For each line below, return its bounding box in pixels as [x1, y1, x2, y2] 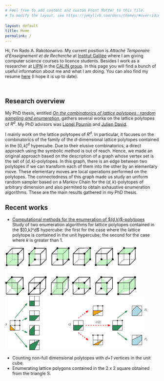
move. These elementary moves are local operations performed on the [5, 168, 147, 174]
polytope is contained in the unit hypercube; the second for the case [12, 232, 150, 238]
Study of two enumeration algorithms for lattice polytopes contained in [12, 221, 155, 227]
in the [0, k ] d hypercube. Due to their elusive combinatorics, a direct [5, 142, 142, 148]
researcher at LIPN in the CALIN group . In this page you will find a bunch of [5, 63, 156, 69]
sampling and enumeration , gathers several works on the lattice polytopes [5, 115, 155, 121]
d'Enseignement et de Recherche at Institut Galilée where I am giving [5, 53, 143, 59]
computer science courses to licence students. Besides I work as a [5, 58, 140, 63]
